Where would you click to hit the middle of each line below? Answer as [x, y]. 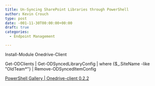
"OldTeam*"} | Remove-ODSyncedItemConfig [51, 69]
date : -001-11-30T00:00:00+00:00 [39, 23]
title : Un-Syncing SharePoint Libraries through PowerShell [67, 9]
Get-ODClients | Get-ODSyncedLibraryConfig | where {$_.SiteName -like [77, 64]
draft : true [17, 28]
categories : [17, 32]
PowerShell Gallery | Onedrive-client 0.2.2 [47, 78]
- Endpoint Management [32, 37]
